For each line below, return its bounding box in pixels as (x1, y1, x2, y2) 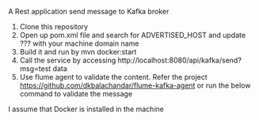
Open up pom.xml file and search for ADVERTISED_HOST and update (19, 31, 246, 39)
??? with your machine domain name (19, 39, 139, 48)
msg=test (19, 64, 51, 73)
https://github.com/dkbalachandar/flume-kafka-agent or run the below (19, 81, 251, 90)
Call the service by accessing (19, 55, 116, 65)
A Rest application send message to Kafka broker (8, 7, 169, 16)
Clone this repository (19, 22, 89, 31)
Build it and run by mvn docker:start (19, 47, 137, 56)
